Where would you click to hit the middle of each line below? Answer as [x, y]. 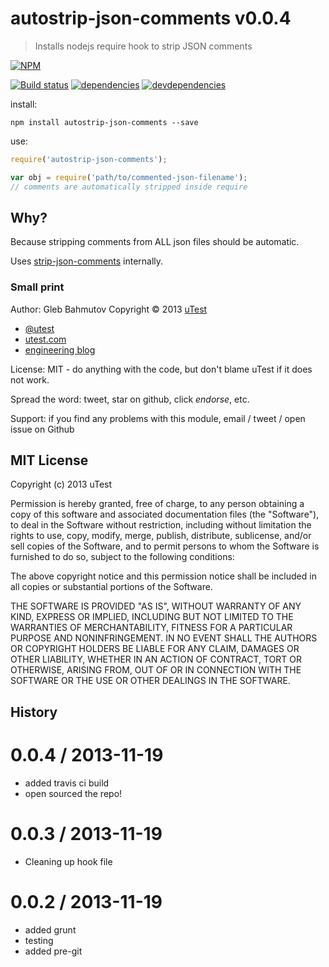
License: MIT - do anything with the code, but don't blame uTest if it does [161, 369]
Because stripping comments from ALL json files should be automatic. [155, 242]
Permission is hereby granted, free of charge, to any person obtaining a [157, 504]
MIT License [49, 460]
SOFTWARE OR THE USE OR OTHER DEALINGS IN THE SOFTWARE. [150, 681]
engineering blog [60, 349]
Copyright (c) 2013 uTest [61, 484]
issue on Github [42, 429]
